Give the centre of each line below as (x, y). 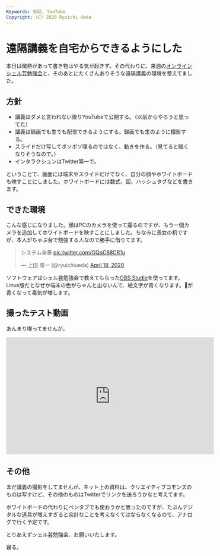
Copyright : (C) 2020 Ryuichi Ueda (49, 17)
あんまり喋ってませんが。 (37, 328)
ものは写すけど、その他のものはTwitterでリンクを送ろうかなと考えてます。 (97, 494)
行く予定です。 (34, 522)
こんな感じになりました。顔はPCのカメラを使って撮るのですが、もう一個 (95, 225)
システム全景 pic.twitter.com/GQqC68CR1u (73, 253)
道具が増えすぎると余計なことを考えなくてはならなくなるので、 (99, 514)
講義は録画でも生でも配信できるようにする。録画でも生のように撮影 (98, 132)
